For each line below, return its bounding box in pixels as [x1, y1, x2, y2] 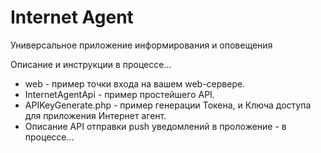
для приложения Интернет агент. [24, 109, 167, 121]
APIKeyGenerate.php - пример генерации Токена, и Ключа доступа [24, 99, 312, 111]
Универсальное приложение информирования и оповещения [10, 39, 273, 51]
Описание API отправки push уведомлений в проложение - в [24, 120, 287, 132]
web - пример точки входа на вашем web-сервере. [24, 77, 246, 90]
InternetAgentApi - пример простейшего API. [24, 88, 215, 100]
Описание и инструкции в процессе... [10, 58, 172, 70]
